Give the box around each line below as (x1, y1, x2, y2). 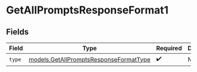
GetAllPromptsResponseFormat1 (6, 4, 169, 17)
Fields (6, 27, 29, 37)
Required (156, 44, 182, 52)
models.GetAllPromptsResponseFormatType (28, 55, 151, 63)
